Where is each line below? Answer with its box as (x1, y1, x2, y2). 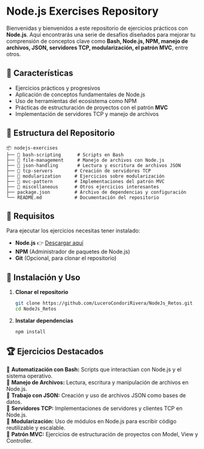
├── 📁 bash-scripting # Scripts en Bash (6, 151, 124, 158)
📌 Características (6, 68, 74, 79)
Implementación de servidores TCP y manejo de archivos (15, 110, 160, 117)
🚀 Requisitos (6, 210, 55, 221)
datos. (6, 398, 23, 405)
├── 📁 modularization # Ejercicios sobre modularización (6, 173, 165, 179)
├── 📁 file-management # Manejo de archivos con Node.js (6, 157, 165, 163)
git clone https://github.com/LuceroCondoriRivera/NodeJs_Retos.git (15, 300, 193, 306)
